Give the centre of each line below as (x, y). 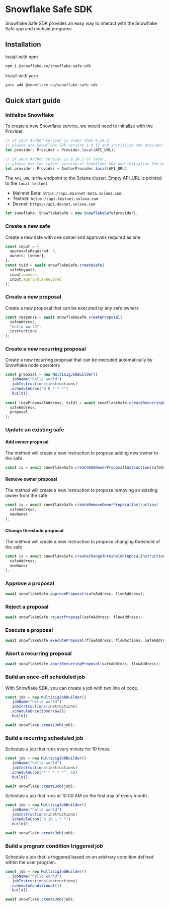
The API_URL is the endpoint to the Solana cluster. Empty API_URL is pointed (83, 178)
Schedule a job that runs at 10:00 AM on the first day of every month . (77, 796)
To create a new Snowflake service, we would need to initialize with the (79, 126)
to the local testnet (26, 183)
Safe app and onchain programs (38, 28)
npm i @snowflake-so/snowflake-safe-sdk (48, 66)
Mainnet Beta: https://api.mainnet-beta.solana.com (67, 193)
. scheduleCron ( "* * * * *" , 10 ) (44, 772)
